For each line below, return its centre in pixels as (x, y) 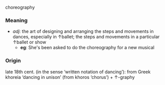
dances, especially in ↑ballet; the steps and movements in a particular (86, 37)
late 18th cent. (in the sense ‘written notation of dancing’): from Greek (78, 72)
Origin (13, 61)
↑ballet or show (29, 42)
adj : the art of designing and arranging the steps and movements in (83, 31)
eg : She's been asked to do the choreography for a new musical (87, 48)
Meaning (16, 20)
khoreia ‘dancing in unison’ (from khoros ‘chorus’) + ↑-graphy (70, 77)
